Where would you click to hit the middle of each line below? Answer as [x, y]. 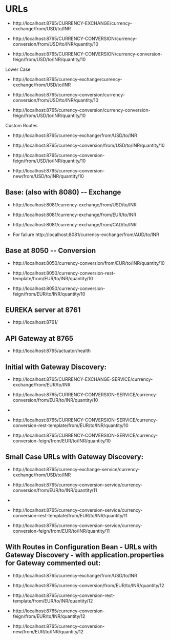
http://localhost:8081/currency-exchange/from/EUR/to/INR [75, 215]
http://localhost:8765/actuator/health [52, 351]
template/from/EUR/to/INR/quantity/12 [53, 600]
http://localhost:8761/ [35, 322]
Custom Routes [22, 125]
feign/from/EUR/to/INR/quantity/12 [49, 616]
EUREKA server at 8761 [43, 310]
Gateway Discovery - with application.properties [85, 555]
